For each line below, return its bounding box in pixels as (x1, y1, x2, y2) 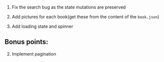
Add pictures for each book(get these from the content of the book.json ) (11, 14, 160, 19)
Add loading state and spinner (11, 23, 74, 29)
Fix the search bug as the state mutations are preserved (11, 4, 126, 10)
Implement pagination (11, 51, 56, 57)
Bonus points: (4, 38, 48, 46)
